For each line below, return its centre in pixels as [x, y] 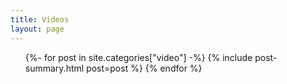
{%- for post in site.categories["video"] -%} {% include [138, 57]
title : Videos [40, 19]
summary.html [54, 68]
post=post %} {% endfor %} [144, 68]
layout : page [37, 29]
